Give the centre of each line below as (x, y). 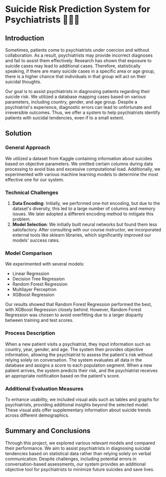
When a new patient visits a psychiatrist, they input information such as (78, 344)
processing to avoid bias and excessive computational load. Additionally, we (83, 169)
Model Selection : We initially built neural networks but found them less (85, 224)
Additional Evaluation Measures (44, 388)
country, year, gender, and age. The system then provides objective (74, 349)
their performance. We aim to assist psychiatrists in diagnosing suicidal (78, 448)
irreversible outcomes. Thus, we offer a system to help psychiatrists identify (83, 112)
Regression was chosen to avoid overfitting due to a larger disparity (74, 315)
